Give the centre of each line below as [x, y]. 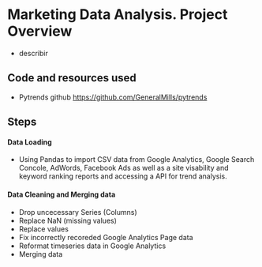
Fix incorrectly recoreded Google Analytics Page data [106, 237]
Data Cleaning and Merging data [62, 194]
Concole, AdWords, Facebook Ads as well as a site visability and [124, 168]
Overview [40, 31]
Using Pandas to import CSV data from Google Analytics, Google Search [137, 160]
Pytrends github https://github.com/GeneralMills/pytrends [113, 97]
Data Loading [30, 142]
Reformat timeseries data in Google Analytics [92, 246]
